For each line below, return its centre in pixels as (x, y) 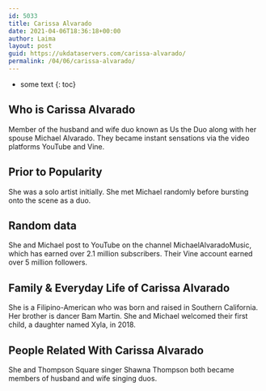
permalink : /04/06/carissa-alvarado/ (72, 62)
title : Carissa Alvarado (50, 24)
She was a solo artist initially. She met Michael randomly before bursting (129, 191)
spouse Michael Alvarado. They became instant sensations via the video (129, 138)
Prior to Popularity (55, 172)
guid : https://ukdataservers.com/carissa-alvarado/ (97, 54)
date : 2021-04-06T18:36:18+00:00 (65, 31)
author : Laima (32, 39)
